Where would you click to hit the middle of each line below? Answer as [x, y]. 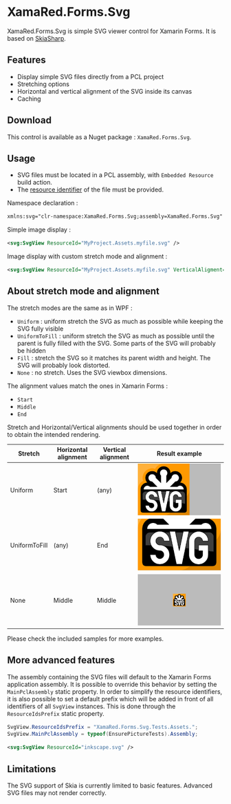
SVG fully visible [40, 329]
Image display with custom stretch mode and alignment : [87, 256]
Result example [179, 453]
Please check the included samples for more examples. [85, 639]
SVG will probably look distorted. [64, 365]
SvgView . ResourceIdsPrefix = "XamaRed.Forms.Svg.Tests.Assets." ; [102, 727]
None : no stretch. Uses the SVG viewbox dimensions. [92, 372]
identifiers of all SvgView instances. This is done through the [91, 706]
